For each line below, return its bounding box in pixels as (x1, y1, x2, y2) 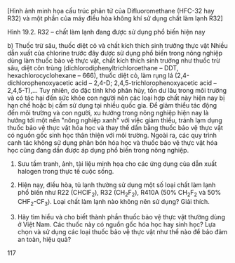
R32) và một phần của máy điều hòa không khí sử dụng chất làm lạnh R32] (7, 14, 223, 23)
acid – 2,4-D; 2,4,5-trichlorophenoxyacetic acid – (74, 79, 217, 87)
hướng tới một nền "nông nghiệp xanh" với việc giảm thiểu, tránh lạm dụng (7, 116, 222, 124)
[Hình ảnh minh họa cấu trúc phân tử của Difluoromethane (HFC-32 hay (7, 7, 215, 15)
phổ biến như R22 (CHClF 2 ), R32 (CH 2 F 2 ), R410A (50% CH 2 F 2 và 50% (17, 188, 222, 198)
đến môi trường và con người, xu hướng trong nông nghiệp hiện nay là (7, 109, 209, 117)
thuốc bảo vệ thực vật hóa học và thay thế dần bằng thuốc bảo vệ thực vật (7, 124, 223, 131)
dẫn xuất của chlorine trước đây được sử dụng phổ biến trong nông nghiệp (7, 49, 223, 57)
